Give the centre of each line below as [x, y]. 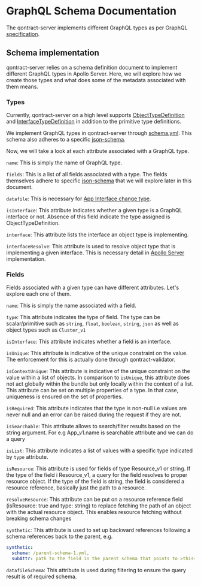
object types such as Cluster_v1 [46, 330]
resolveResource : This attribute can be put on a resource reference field [95, 500]
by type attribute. [27, 457]
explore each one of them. [39, 294]
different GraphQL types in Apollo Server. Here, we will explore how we [94, 74]
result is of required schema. [42, 576]
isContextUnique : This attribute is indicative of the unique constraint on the [98, 371]
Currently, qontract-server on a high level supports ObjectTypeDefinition [95, 115]
